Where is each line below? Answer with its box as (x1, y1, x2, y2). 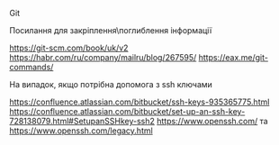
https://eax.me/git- (198, 52, 268, 62)
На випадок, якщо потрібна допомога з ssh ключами (9, 79, 213, 89)
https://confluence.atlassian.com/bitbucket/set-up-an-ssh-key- (9, 106, 246, 116)
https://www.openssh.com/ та (156, 116, 268, 126)
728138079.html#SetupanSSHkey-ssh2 (9, 116, 156, 126)
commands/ (9, 62, 54, 72)
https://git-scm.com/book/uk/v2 (9, 42, 129, 53)
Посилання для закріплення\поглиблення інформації (9, 25, 212, 35)
